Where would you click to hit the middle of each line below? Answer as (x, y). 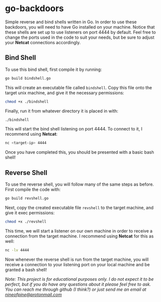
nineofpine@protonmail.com (33, 294)
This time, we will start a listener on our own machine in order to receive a (79, 231)
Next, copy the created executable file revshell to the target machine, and (79, 207)
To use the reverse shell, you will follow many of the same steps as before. (80, 184)
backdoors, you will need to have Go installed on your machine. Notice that (80, 27)
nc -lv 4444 (17, 250)
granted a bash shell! (26, 270)
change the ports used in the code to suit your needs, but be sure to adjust (80, 37)
